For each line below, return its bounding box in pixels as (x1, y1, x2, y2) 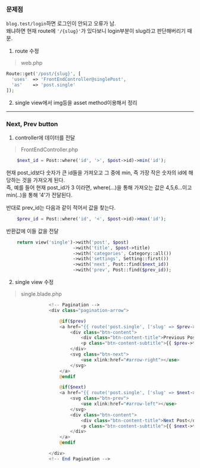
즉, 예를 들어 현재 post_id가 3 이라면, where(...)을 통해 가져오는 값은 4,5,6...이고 (6, 183, 192, 191)
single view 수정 (14, 279, 54, 286)
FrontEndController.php (20, 146, 79, 153)
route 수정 (14, 48, 39, 55)
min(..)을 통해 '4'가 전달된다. (6, 191, 73, 198)
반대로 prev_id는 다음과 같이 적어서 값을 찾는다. (6, 204, 116, 211)
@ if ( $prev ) (59, 318, 86, 324)
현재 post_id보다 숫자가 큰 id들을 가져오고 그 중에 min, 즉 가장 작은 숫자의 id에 (6, 169, 187, 176)
